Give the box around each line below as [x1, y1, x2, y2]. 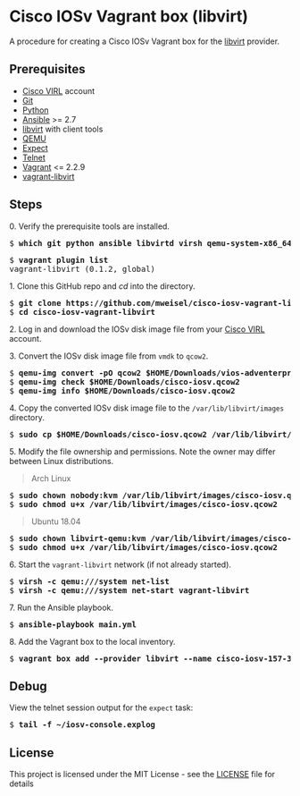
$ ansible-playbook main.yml [9, 619, 137, 630]
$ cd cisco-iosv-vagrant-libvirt [9, 307, 156, 317]
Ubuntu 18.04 [30, 516, 81, 527]
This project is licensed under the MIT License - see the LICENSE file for [9, 769, 275, 780]
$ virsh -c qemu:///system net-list [9, 576, 170, 587]
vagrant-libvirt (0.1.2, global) [9, 264, 156, 274]
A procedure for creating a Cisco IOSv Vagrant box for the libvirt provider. [9, 36, 279, 47]
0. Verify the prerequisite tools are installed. [9, 221, 170, 232]
